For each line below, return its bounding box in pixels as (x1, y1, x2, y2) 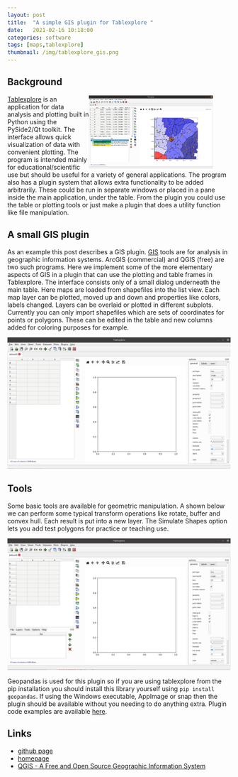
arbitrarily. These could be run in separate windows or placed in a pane (7, 185, 215, 194)
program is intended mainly (7, 155, 87, 163)
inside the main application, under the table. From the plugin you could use (7, 192, 225, 202)
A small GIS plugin (7, 229, 90, 241)
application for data (7, 102, 64, 111)
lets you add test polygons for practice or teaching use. (7, 524, 169, 533)
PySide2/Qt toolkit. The (7, 125, 76, 134)
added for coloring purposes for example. (7, 323, 130, 332)
